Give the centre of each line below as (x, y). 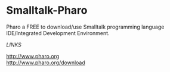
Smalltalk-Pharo (47, 10)
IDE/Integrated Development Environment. (58, 33)
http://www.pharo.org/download (46, 62)
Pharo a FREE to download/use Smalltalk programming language (85, 27)
